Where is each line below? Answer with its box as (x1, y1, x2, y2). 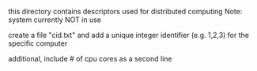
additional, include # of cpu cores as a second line (8, 54, 172, 63)
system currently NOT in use (8, 15, 101, 24)
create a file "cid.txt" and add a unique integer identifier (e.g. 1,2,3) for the (8, 31, 249, 39)
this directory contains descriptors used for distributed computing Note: (8, 7, 243, 16)
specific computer (8, 39, 68, 48)
